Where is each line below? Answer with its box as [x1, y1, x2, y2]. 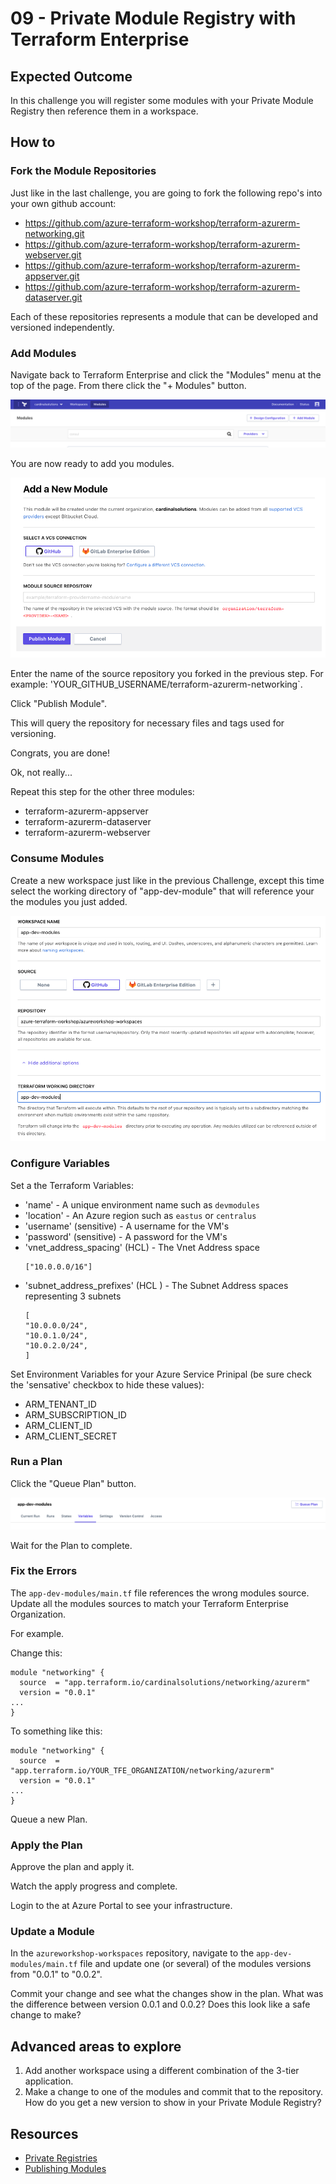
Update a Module [10, 1925, 95, 1939]
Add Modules [10, 346, 77, 360]
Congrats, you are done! [10, 747, 111, 759]
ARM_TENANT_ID [24, 1398, 97, 1410]
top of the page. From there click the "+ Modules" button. [10, 379, 247, 391]
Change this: [10, 1647, 63, 1659]
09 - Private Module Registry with [10, 7, 297, 30]
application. [24, 2075, 74, 2087]
